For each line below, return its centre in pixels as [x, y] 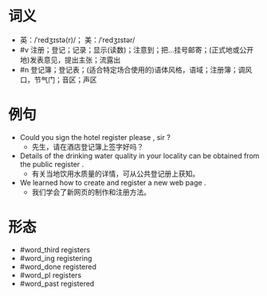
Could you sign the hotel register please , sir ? [95, 137]
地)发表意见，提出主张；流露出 [70, 60]
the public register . [52, 164]
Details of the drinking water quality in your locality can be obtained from [139, 155]
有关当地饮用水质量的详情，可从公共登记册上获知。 [116, 173]
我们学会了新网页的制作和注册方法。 [91, 192]
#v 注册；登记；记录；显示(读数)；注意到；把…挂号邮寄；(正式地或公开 [136, 49]
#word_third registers [55, 249]
